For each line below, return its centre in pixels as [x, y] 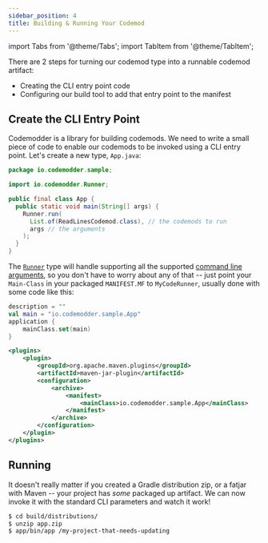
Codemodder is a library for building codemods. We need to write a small [129, 139]
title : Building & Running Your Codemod [77, 23]
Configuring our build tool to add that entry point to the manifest [126, 94]
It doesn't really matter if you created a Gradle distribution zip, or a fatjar [128, 485]
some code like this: [41, 292]
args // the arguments [67, 229]
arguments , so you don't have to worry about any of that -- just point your [130, 275]
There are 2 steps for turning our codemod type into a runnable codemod [129, 62]
